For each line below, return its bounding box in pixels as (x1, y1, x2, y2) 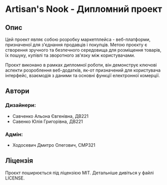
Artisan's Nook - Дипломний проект (5, 3, 163, 15)
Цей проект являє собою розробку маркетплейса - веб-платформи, (5, 36, 151, 42)
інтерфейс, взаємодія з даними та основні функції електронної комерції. (5, 73, 160, 78)
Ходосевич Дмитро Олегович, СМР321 (12, 142, 96, 148)
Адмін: (5, 131, 23, 138)
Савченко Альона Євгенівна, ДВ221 (12, 113, 89, 119)
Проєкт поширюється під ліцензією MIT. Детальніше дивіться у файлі (5, 170, 154, 176)
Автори (5, 87, 30, 95)
